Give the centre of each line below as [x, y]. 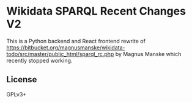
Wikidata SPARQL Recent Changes [96, 11]
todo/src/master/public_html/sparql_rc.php [60, 54]
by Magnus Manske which [148, 54]
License [22, 80]
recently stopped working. [39, 60]
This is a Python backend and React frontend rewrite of [76, 41]
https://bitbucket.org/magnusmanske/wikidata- [66, 48]
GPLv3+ [17, 94]
